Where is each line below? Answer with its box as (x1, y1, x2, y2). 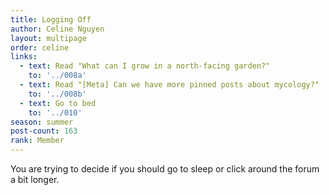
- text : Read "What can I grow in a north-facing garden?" (19, 61, 271, 71)
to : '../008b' (28, 89, 87, 99)
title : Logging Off (10, 14, 92, 25)
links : (10, 52, 38, 62)
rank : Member (10, 136, 65, 146)
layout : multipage (10, 33, 87, 43)
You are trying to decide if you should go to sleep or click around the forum (10, 163, 320, 175)
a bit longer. (10, 174, 60, 185)
